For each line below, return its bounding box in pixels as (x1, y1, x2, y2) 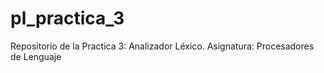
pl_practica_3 (10, 7, 125, 30)
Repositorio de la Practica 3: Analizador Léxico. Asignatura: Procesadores (10, 40, 315, 52)
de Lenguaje (10, 50, 62, 62)
